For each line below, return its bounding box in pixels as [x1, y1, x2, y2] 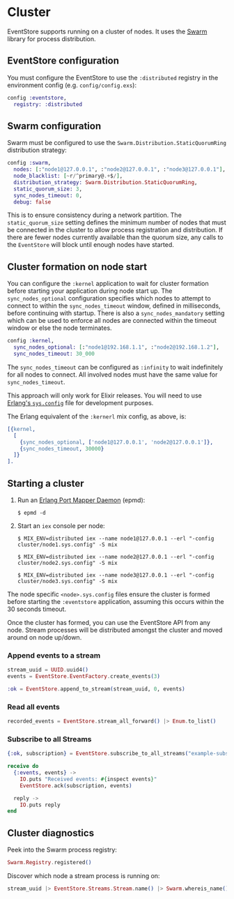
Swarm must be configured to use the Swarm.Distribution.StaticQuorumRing [7, 139, 226, 147]
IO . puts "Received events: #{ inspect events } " [19, 776, 157, 783]
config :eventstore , [7, 94, 68, 101]
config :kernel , [7, 338, 54, 345]
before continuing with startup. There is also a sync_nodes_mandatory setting [7, 309, 225, 317]
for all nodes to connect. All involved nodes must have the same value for [7, 370, 218, 379]
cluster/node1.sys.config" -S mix [17, 541, 118, 548]
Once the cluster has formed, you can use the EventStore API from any [7, 618, 211, 626]
